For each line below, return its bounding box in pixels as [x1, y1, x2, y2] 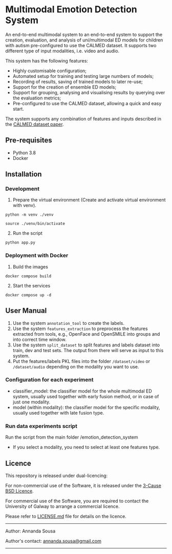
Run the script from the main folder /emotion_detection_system [5, 434, 138, 440]
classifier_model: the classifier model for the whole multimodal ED [12, 388, 152, 394]
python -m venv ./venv [5, 212, 54, 217]
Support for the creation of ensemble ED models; [12, 84, 117, 90]
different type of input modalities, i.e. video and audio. [5, 48, 119, 54]
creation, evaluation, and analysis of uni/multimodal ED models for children [5, 37, 163, 43]
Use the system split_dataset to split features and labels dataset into [12, 342, 160, 348]
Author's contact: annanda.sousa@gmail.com [5, 538, 101, 544]
